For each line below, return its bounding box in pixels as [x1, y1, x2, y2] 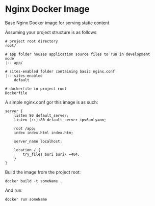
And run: [5, 187, 23, 193]
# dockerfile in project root [5, 86, 67, 91]
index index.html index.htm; [14, 130, 74, 135]
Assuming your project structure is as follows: [5, 29, 98, 35]
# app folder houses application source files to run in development [5, 52, 151, 57]
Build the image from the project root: [5, 169, 81, 175]
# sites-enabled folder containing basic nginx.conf [5, 69, 115, 74]
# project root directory [5, 38, 58, 44]
